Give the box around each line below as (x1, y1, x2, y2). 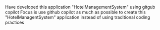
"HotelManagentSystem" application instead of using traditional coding (5, 15, 150, 20)
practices (5, 19, 25, 25)
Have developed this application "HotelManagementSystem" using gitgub (5, 4, 156, 10)
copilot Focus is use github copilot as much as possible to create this (5, 9, 146, 15)
